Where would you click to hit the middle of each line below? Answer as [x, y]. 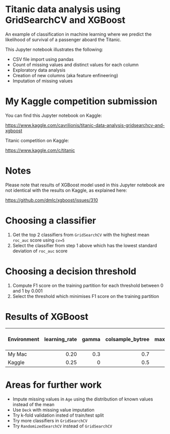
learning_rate [61, 339]
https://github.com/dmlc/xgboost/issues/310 [52, 200]
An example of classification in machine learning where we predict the [78, 34]
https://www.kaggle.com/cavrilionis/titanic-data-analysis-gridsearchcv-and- [85, 125]
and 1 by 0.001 [28, 291]
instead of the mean [33, 404]
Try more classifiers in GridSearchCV [50, 420]
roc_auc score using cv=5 [38, 240]
